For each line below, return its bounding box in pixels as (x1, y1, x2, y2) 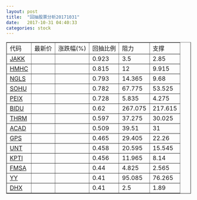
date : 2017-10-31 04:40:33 (6, 19, 77, 25)
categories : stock (6, 25, 51, 31)
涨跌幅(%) (57, 45, 87, 53)
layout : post (6, 8, 38, 15)
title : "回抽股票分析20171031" (6, 14, 80, 20)
